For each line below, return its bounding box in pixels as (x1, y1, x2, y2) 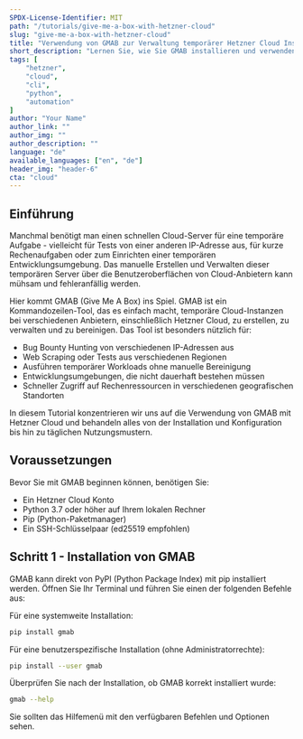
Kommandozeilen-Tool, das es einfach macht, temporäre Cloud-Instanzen (9, 305, 284, 316)
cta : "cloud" (9, 173, 59, 182)
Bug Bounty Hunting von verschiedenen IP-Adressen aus (22, 342, 234, 353)
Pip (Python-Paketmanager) (22, 513, 127, 524)
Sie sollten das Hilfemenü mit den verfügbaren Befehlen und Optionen (9, 711, 270, 723)
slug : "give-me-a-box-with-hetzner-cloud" (9, 30, 171, 39)
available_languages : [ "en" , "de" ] (9, 155, 143, 165)
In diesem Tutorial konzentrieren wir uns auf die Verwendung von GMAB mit (9, 407, 291, 418)
